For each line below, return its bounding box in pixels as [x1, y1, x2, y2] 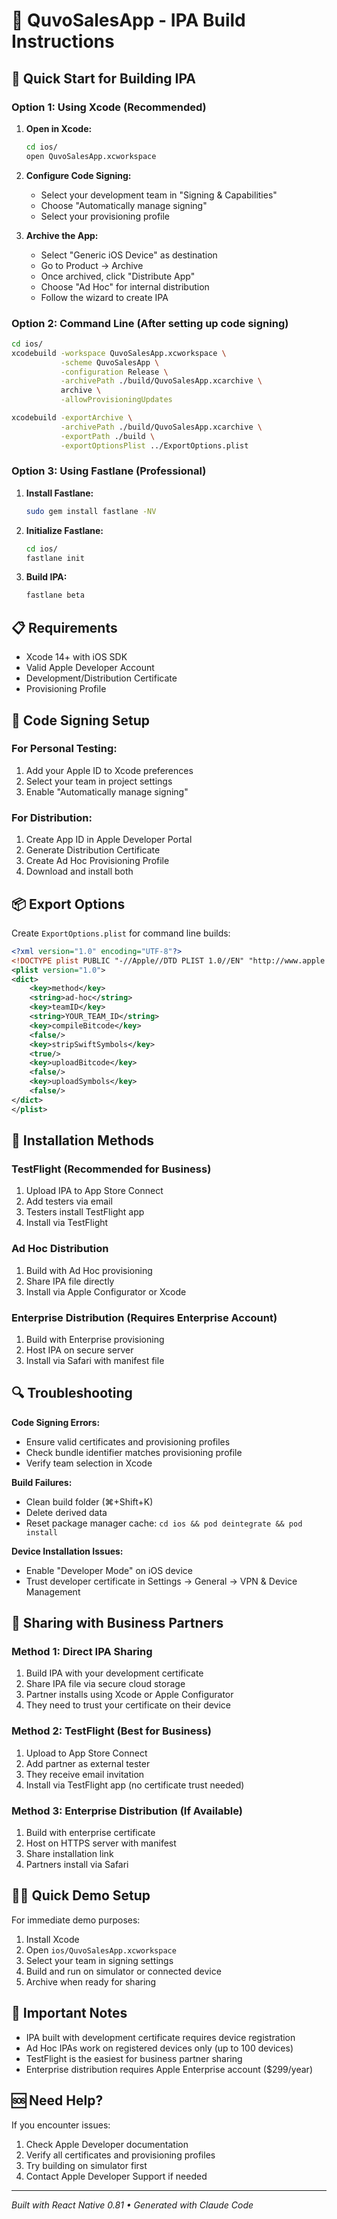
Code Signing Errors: [11, 1416, 101, 1428]
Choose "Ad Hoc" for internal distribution [40, 280, 210, 293]
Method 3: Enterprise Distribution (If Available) [11, 1804, 243, 1818]
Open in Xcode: [25, 122, 93, 134]
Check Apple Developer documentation [25, 2138, 189, 2150]
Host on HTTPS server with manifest [25, 1837, 177, 1849]
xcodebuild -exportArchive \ [11, 413, 133, 423]
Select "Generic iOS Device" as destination [40, 249, 218, 261]
